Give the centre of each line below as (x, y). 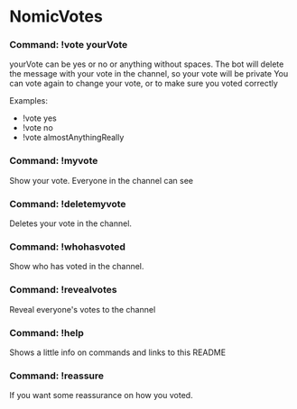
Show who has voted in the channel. (77, 267)
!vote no (38, 128)
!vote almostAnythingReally (73, 138)
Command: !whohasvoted (68, 247)
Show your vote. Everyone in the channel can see (102, 180)
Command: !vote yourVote (69, 45)
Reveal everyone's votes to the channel (83, 309)
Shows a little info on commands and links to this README (118, 352)
